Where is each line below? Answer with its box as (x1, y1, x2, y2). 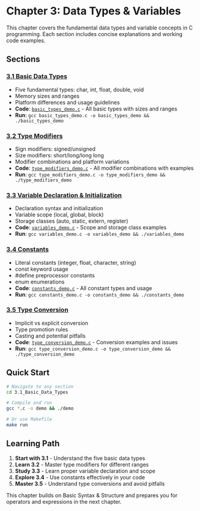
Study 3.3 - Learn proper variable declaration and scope (14, 467, 156, 474)
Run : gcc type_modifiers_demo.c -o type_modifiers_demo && (14, 171, 166, 178)
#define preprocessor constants (14, 271, 95, 279)
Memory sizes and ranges (14, 92, 80, 100)
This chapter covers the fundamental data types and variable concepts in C (6, 24, 193, 31)
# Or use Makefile (6, 416, 52, 423)
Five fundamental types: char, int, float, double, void (14, 86, 144, 93)
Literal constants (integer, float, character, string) (14, 259, 136, 266)
